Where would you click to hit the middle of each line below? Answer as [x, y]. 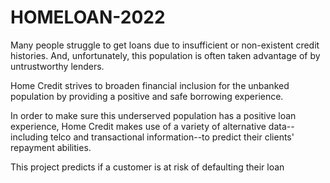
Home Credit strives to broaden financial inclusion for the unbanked [150, 85]
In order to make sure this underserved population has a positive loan [153, 115]
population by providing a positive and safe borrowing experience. [147, 96]
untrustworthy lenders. [57, 66]
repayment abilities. [51, 147]
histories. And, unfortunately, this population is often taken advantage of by [165, 55]
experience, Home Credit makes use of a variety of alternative [138, 126]
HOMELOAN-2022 [88, 17]
